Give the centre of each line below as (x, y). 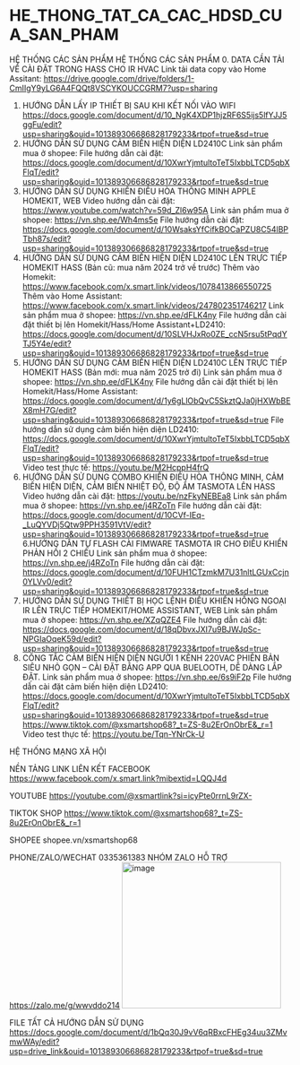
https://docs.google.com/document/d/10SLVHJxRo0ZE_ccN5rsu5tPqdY (155, 333)
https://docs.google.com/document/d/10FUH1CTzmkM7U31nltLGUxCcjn (155, 572)
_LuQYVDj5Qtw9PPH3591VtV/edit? (87, 524)
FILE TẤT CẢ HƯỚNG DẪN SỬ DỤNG (77, 1022)
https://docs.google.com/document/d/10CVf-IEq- (113, 515)
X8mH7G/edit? (49, 410)
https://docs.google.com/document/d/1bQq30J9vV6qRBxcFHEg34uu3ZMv (149, 1032)
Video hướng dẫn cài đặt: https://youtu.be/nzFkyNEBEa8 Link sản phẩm (154, 496)
